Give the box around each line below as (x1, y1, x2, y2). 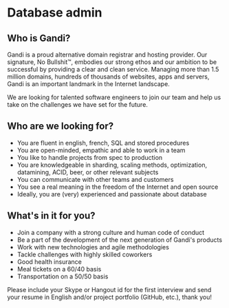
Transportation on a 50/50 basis (17, 272, 109, 280)
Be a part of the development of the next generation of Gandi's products (17, 236, 222, 244)
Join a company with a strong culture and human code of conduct (17, 228, 205, 236)
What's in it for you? (7, 210, 96, 222)
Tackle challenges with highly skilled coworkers (17, 250, 153, 258)
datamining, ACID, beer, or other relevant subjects (17, 167, 159, 176)
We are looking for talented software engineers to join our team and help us (7, 93, 221, 101)
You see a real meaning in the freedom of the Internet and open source (17, 183, 219, 191)
